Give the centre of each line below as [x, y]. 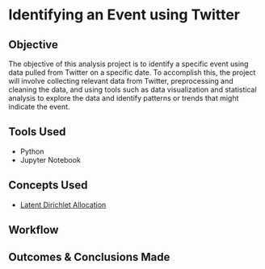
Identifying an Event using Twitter [124, 15]
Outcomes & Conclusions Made [89, 257]
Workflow [34, 230]
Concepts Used [48, 186]
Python [32, 151]
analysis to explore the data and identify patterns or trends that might [124, 98]
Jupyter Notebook [50, 159]
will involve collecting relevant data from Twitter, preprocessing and [121, 81]
